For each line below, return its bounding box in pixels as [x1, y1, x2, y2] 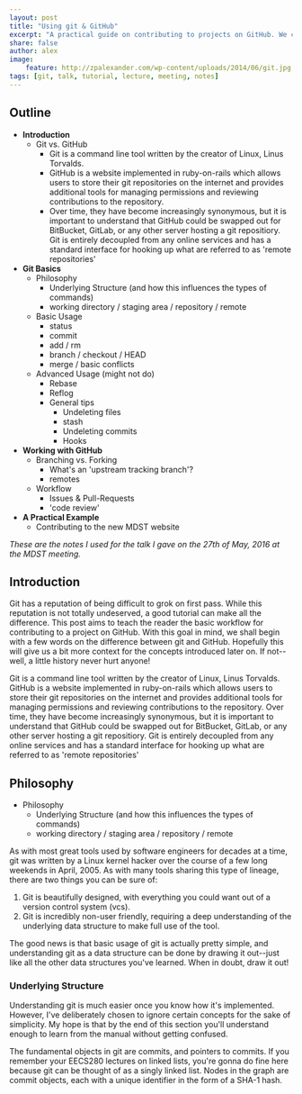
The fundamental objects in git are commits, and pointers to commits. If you [9, 1046, 290, 1057]
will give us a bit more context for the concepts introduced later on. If [9, 646, 265, 657]
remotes [49, 474, 81, 484]
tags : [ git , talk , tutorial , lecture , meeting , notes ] [9, 72, 219, 81]
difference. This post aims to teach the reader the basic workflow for [9, 618, 264, 628]
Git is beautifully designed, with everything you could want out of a [22, 892, 271, 903]
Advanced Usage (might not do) [35, 368, 155, 379]
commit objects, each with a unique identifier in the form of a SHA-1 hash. [9, 1075, 283, 1086]
